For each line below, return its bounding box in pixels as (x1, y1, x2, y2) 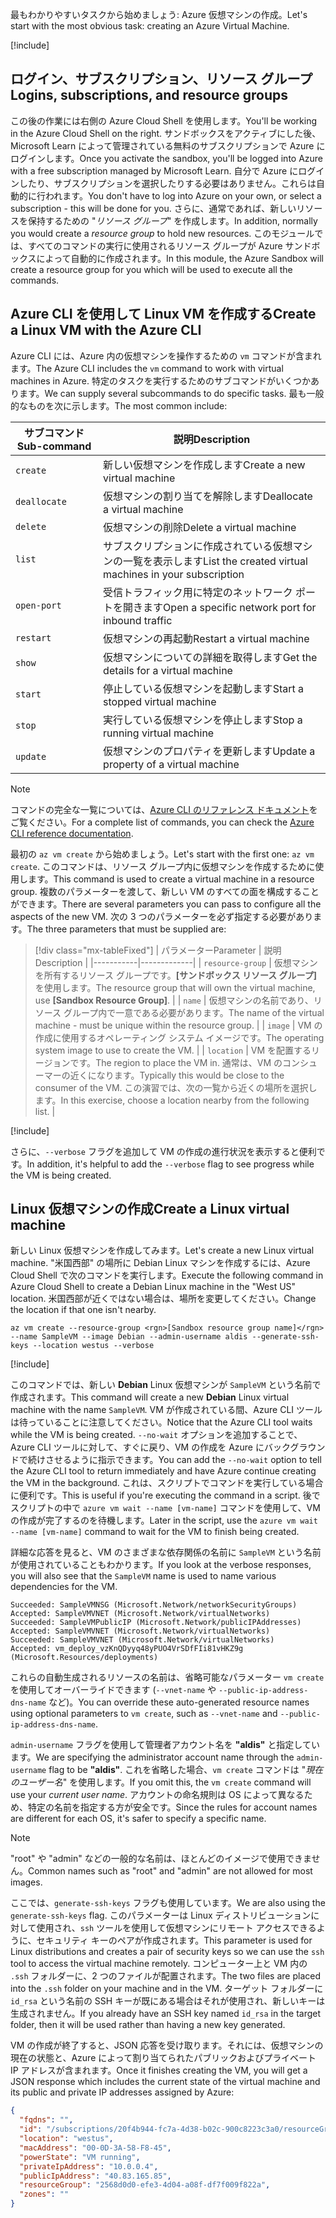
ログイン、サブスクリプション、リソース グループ (10, 71, 313, 88)
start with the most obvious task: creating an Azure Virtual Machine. (10, 20, 290, 32)
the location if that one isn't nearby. (10, 1304, 157, 1316)
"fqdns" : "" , (19, 2115, 74, 2125)
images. (10, 1876, 43, 1888)
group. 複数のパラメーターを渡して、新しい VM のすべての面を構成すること (10, 885, 320, 897)
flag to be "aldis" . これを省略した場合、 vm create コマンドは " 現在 (48, 1764, 324, 1776)
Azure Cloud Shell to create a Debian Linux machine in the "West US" (10, 1281, 297, 1293)
